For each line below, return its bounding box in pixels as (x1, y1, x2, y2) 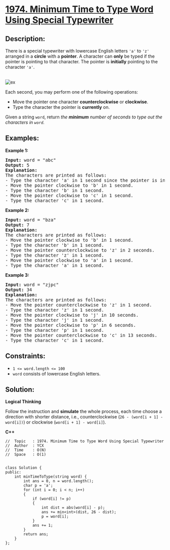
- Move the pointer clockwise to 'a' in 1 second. (5, 257, 134, 263)
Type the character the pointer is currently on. (12, 104, 110, 110)
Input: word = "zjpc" (5, 282, 59, 287)
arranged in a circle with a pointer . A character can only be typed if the (5, 53, 155, 59)
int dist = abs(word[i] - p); (41, 505, 105, 511)
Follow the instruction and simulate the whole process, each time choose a (5, 408, 162, 414)
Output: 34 (5, 287, 32, 292)
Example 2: (5, 207, 29, 213)
